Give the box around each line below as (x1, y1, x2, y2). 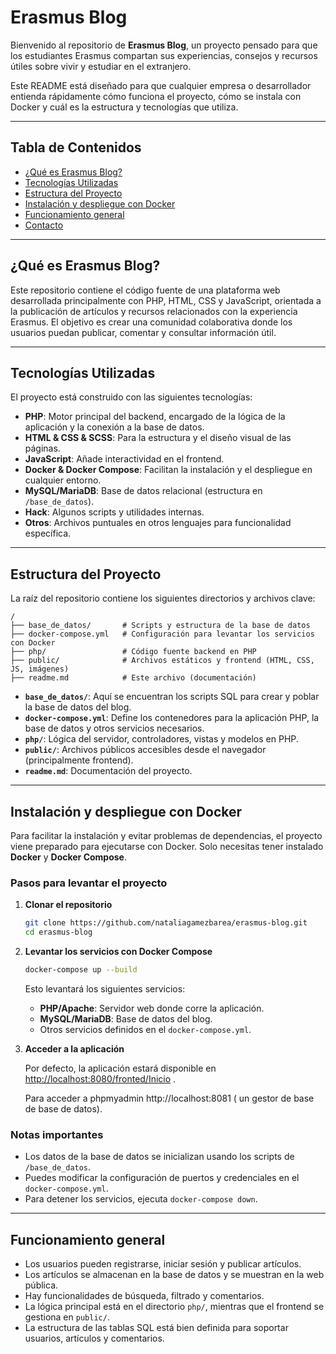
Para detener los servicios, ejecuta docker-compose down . (24, 1193, 258, 1205)
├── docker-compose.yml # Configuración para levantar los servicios (10, 629, 315, 640)
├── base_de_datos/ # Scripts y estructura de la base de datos (10, 621, 311, 631)
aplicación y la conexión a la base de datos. (24, 421, 205, 433)
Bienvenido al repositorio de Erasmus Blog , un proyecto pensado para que (10, 39, 318, 51)
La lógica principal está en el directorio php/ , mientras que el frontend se (24, 1301, 325, 1313)
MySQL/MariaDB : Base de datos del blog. (39, 1012, 213, 1025)
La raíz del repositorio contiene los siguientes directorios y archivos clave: (10, 592, 316, 605)
